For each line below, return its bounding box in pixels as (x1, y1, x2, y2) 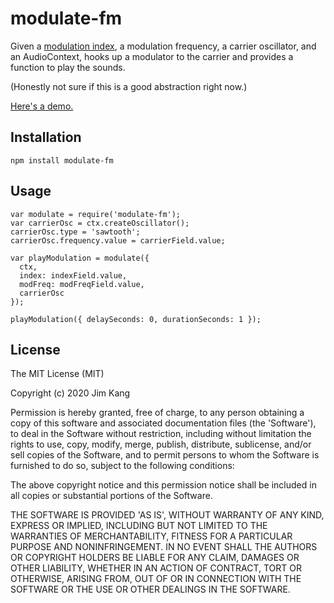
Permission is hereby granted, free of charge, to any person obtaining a (10, 407, 305, 419)
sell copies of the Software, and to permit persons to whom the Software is (10, 449, 320, 461)
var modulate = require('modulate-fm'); (10, 209, 182, 219)
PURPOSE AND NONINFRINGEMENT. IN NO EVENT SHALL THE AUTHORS (10, 541, 318, 553)
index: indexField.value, (19, 270, 128, 281)
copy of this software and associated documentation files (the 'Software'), (10, 417, 317, 429)
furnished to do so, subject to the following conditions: (10, 460, 235, 472)
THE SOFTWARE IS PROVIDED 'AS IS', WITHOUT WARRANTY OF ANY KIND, (10, 509, 325, 521)
